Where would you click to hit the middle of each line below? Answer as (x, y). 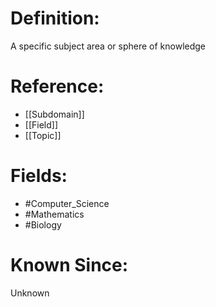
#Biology (43, 224)
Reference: (57, 86)
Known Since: (69, 265)
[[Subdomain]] (54, 114)
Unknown (30, 293)
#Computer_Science (67, 203)
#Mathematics (54, 214)
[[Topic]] (43, 135)
